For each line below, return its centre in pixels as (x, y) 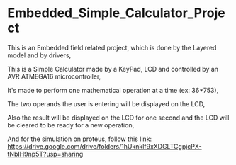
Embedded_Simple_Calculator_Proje (116, 13)
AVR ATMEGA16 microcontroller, (54, 76)
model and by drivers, (39, 55)
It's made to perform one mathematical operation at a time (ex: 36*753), (113, 90)
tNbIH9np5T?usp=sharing (45, 154)
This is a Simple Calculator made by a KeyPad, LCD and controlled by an (113, 69)
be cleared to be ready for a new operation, (71, 125)
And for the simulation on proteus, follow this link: (80, 139)
